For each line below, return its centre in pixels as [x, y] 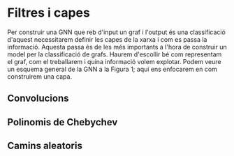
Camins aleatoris [45, 146]
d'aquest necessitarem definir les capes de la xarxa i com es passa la [107, 39]
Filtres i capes [49, 13]
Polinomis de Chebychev [63, 122]
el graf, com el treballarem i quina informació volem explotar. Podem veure [114, 61]
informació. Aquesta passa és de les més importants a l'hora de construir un [117, 47]
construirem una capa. [39, 76]
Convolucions [38, 99]
